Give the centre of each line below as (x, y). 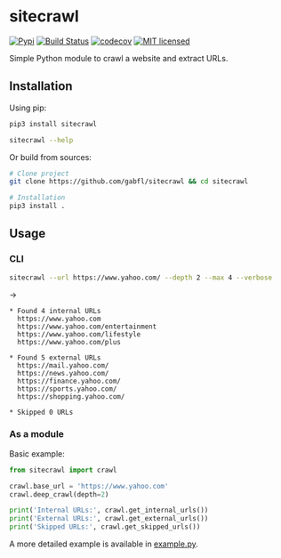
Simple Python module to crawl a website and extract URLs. (119, 58)
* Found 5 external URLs (55, 358)
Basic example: (37, 453)
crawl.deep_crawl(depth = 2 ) (59, 494)
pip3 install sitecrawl (53, 124)
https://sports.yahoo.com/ (67, 389)
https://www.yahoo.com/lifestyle (79, 334)
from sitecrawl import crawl (63, 470)
